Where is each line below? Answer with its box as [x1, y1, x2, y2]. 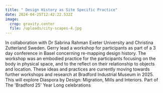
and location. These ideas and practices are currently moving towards [5, 66, 150, 72]
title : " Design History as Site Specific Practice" [5, 7, 118, 12]
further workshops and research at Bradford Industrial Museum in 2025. [5, 71, 154, 77]
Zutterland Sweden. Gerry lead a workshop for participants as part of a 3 [5, 45, 156, 51]
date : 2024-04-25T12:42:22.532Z [5, 12, 73, 17]
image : [5, 16, 19, 21]
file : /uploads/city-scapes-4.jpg [10, 26, 82, 31]
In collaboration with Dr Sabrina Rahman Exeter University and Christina [5, 39, 154, 45]
